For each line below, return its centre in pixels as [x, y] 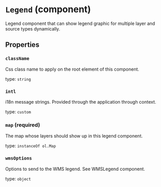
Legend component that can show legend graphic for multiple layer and [80, 23]
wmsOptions [19, 158]
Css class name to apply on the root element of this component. [72, 69]
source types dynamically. [33, 28]
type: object [18, 178]
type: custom [18, 112]
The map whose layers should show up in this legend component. [74, 136]
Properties [22, 45]
